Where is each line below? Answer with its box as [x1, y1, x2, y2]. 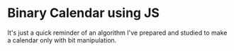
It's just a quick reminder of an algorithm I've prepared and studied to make [7, 28, 228, 37]
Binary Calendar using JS [7, 5, 160, 21]
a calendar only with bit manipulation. [7, 35, 117, 44]
